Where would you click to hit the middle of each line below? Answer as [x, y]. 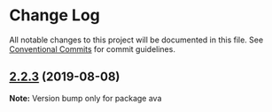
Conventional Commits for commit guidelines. [92, 49]
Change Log [54, 15]
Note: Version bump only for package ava [85, 98]
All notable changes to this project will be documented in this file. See [136, 40]
